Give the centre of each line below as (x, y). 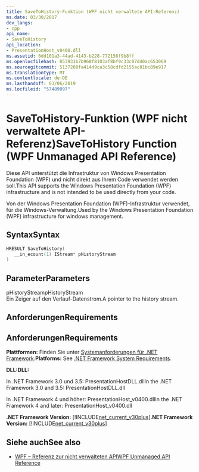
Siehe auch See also (43, 442)
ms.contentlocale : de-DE (37, 78)
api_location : (24, 45)
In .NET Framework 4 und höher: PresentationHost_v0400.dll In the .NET (94, 399)
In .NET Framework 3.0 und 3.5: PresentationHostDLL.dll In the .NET (89, 382)
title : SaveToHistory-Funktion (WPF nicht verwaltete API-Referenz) (93, 12)
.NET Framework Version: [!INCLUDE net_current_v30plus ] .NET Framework (99, 417)
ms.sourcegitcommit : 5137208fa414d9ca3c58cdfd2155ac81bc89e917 (86, 67)
